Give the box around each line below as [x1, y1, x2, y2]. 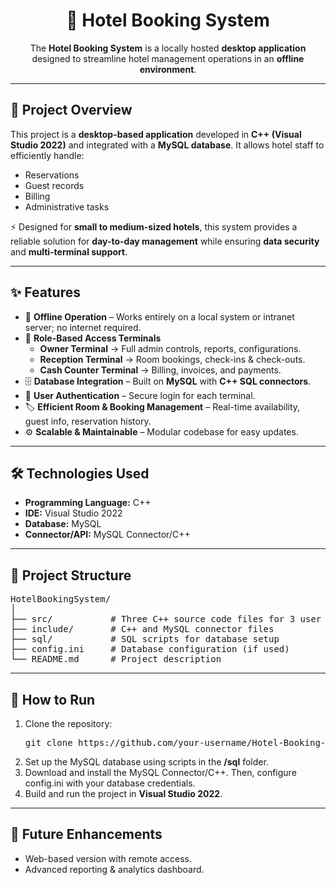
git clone [24, 737, 73, 748]
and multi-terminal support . [10, 245, 128, 258]
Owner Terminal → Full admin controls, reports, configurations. [39, 342, 302, 354]
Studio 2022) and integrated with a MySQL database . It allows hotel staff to [10, 139, 325, 151]
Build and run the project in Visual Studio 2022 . [24, 788, 223, 799]
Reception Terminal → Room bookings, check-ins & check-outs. [39, 353, 306, 365]
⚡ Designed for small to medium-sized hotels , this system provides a [10, 220, 298, 233]
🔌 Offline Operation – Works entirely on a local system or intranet [24, 310, 295, 323]
